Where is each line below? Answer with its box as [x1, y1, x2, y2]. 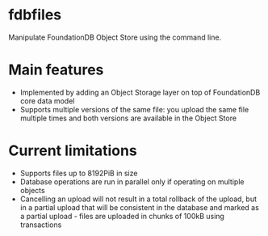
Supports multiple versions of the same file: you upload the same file [19, 104, 249, 114]
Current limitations [8, 141, 137, 160]
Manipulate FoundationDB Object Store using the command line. [8, 32, 222, 42]
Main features [8, 61, 104, 79]
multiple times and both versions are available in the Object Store [19, 113, 237, 123]
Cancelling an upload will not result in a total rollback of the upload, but [19, 194, 257, 204]
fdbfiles [8, 6, 62, 24]
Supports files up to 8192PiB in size [19, 168, 138, 178]
